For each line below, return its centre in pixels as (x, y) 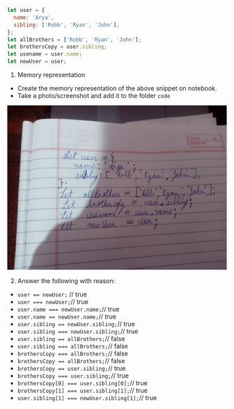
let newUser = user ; (37, 62)
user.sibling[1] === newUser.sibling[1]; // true (87, 398)
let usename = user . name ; (45, 54)
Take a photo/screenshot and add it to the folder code (94, 96)
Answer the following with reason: (66, 281)
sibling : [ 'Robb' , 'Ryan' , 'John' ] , (67, 25)
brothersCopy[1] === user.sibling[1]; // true (82, 390)
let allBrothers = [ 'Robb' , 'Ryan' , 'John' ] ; (74, 40)
